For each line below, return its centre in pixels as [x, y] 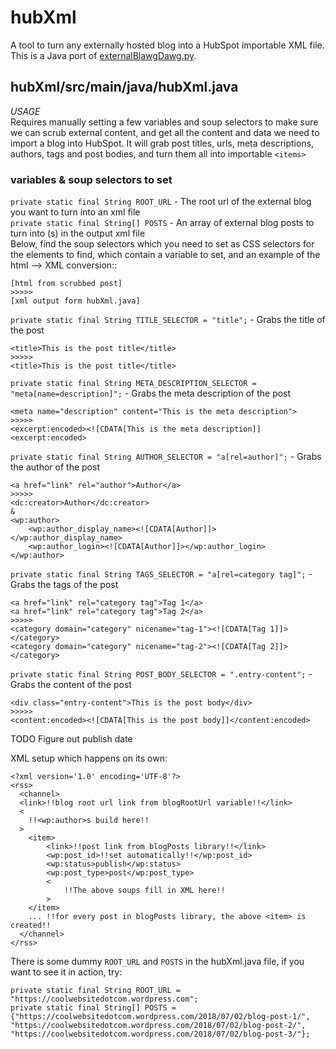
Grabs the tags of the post [64, 585]
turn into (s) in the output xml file [78, 233]
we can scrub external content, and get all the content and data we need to [165, 132]
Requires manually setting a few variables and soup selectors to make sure [164, 122]
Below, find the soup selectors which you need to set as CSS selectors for [162, 244]
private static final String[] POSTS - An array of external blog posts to [162, 223]
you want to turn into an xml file [75, 212]
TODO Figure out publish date [71, 739]
